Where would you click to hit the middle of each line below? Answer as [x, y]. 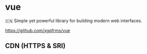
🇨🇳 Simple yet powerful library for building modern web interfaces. [74, 21]
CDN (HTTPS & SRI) [35, 46]
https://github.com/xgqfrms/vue [38, 30]
